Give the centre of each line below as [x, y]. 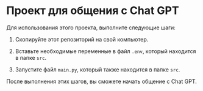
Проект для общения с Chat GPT [93, 11]
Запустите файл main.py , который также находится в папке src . [98, 69]
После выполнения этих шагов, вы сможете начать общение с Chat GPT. [101, 81]
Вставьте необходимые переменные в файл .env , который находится [105, 51]
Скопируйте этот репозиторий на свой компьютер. [82, 39]
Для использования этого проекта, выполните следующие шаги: [91, 27]
